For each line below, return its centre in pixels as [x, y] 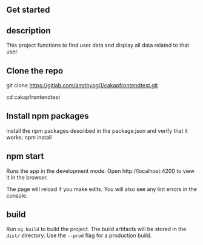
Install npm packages [48, 116]
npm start [25, 156]
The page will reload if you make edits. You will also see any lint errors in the [101, 189]
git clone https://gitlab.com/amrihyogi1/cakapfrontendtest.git [82, 86]
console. [17, 195]
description [28, 31]
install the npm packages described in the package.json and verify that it [97, 130]
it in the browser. [27, 177]
